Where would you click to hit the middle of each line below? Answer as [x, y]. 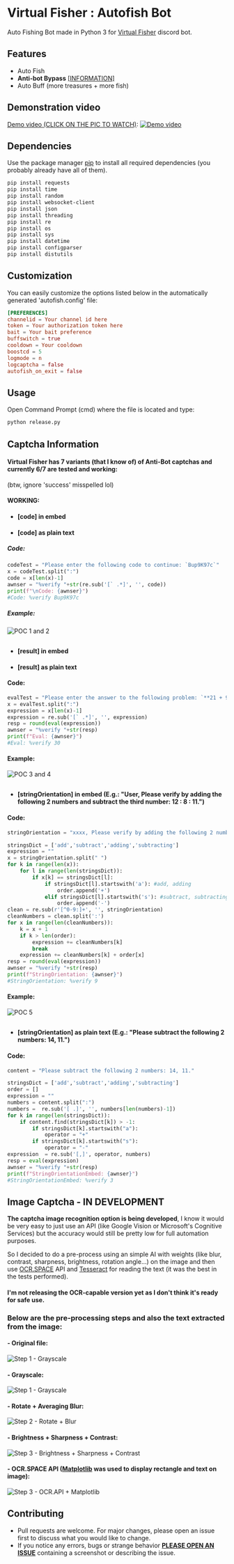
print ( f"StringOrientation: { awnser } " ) [65, 975]
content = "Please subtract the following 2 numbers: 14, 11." [101, 1070]
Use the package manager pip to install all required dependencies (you [109, 163]
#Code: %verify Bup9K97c [43, 597]
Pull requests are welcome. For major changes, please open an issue [116, 1531]
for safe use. [26, 1299]
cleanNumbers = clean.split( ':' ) [56, 916]
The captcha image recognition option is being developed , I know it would [116, 1219]
